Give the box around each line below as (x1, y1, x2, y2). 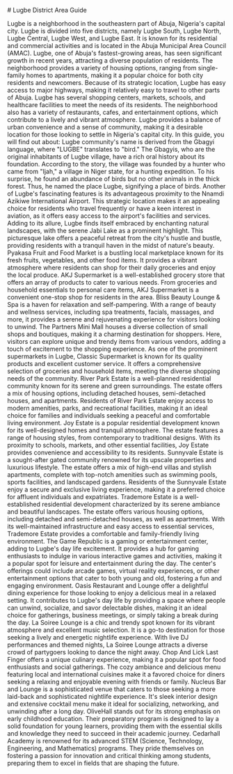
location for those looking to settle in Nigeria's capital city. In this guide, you (7, 130, 225, 139)
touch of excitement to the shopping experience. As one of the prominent (7, 345, 218, 353)
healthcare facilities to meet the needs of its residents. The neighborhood (7, 101, 218, 109)
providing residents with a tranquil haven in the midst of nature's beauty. (7, 242, 215, 249)
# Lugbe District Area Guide (7, 6, 87, 14)
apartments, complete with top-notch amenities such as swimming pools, (7, 471, 218, 479)
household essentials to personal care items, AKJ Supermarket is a (7, 285, 200, 294)
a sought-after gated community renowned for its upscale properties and (7, 456, 217, 464)
